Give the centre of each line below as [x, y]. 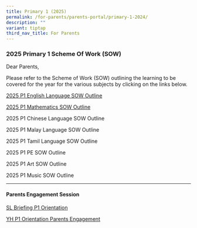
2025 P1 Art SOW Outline [36, 164]
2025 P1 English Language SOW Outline [54, 96]
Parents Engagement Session [43, 195]
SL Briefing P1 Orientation [37, 207]
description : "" [26, 22]
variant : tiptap [26, 28]
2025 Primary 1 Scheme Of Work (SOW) [64, 54]
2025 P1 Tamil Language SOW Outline [52, 141]
